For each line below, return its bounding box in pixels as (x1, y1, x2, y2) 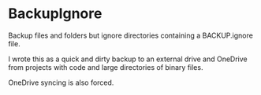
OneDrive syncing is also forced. (8, 78, 114, 87)
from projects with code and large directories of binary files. (8, 62, 203, 71)
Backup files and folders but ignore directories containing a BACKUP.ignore (8, 31, 254, 40)
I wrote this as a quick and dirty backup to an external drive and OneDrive (8, 54, 248, 64)
